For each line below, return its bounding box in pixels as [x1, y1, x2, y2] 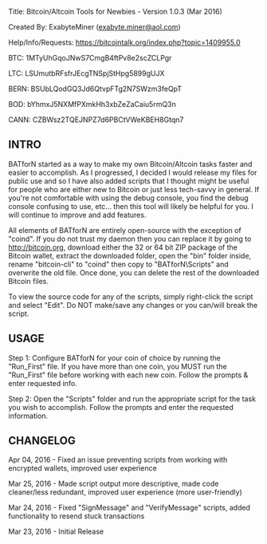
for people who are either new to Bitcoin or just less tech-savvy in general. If [8, 184, 260, 194]
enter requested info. [8, 378, 77, 388]
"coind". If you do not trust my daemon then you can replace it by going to [8, 234, 252, 243]
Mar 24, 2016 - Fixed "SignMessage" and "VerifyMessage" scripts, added [8, 503, 251, 513]
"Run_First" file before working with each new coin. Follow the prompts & [8, 370, 249, 380]
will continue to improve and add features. [8, 210, 147, 219]
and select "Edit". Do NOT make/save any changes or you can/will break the [8, 300, 258, 309]
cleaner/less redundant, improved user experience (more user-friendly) [8, 487, 243, 497]
